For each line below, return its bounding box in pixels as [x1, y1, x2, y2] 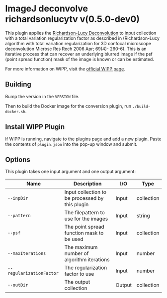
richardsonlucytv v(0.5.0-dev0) [5, 13, 140, 25]
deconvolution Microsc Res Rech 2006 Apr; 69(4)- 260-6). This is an [5, 46, 147, 52]
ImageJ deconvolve [5, 3, 88, 14]
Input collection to [64, 189, 107, 196]
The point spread [64, 224, 104, 231]
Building [5, 80, 31, 89]
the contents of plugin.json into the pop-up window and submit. [5, 141, 138, 147]
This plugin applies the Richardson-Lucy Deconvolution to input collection [5, 30, 157, 36]
